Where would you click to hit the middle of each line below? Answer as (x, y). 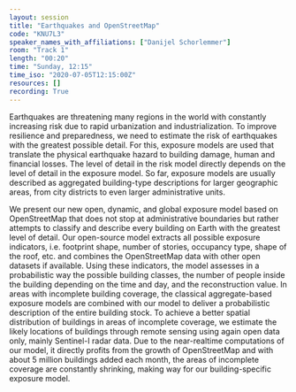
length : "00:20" (39, 58)
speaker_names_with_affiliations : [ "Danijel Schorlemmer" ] (120, 42)
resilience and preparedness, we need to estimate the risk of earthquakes (144, 135)
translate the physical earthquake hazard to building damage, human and (142, 154)
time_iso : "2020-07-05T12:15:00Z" (73, 75)
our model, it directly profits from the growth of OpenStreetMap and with (141, 350)
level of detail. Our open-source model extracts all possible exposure (135, 237)
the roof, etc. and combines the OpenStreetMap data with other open (135, 256)
